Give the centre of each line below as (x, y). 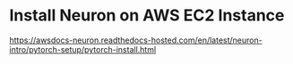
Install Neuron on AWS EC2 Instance (147, 16)
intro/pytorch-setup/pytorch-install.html (83, 49)
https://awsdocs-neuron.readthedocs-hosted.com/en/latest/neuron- (136, 40)
